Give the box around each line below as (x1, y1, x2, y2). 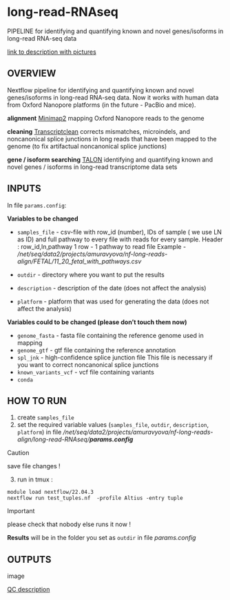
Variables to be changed (7, 214, 79, 223)
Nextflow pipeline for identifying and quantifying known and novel (7, 86, 194, 94)
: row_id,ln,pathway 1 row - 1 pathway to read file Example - (17, 242, 187, 250)
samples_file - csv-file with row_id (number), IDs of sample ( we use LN (17, 228, 222, 236)
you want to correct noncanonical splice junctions (17, 360, 159, 369)
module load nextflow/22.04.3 (7, 489, 94, 496)
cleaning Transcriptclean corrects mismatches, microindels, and (7, 127, 191, 135)
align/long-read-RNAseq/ (17, 435, 90, 443)
